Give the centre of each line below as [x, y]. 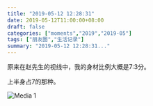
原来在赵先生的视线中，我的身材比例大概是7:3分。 [79, 67]
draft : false [26, 26]
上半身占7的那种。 [33, 82]
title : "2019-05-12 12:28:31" [51, 14]
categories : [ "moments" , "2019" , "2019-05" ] [70, 33]
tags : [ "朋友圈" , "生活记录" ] [46, 40]
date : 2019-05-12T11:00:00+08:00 [56, 20]
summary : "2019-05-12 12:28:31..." [59, 46]
